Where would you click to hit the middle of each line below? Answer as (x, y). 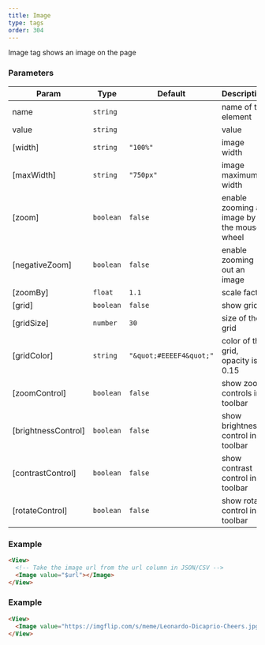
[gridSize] (31, 323)
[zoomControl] (39, 393)
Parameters (31, 73)
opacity (235, 360)
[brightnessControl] (49, 430)
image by (239, 217)
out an (233, 269)
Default (172, 93)
